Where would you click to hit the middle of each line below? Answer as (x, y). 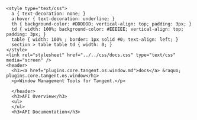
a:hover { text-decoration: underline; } (63, 19)
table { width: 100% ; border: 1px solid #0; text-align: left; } (95, 40)
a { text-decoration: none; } (49, 14)
